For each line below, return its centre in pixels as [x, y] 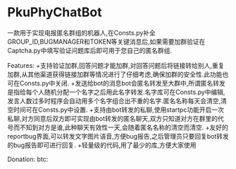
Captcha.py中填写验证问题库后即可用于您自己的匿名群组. [90, 50]
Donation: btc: [28, 159]
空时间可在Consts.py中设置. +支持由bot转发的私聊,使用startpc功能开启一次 [116, 110]
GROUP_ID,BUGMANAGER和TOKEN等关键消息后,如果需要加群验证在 [106, 41]
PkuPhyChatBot [55, 12]
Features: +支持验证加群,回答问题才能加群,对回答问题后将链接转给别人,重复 [116, 65]
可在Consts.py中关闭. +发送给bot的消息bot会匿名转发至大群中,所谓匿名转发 [116, 83]
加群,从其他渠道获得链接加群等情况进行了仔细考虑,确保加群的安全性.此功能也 [118, 74]
